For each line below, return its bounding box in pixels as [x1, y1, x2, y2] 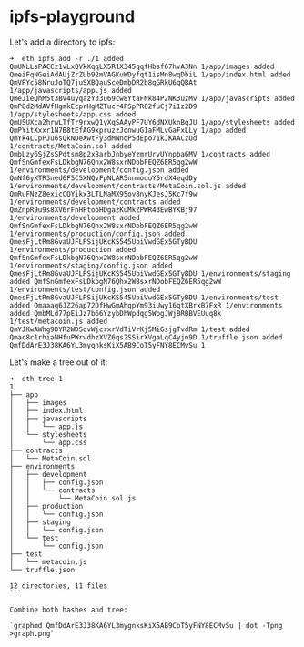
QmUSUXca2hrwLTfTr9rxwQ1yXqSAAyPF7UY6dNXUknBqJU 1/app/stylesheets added [9, 117, 296, 126]
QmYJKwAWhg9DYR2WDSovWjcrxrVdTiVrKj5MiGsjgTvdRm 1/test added [9, 325, 250, 334]
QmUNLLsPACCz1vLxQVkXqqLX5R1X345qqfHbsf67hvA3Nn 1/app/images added [9, 62, 275, 71]
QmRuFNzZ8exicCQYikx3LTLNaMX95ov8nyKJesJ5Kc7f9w [9, 189, 198, 198]
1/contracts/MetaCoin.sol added [9, 141, 132, 151]
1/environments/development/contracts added [9, 197, 181, 207]
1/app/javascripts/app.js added [9, 86, 132, 95]
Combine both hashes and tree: [9, 605, 128, 614]
